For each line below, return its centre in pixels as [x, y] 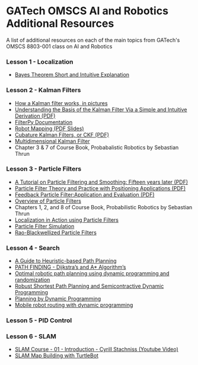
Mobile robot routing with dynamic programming [74, 305]
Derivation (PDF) [35, 116]
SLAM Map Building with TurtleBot [57, 355]
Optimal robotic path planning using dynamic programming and [92, 273]
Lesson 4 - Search [33, 248]
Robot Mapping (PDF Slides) [49, 128]
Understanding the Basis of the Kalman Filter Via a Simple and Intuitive [101, 109]
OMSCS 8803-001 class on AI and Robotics [59, 46]
